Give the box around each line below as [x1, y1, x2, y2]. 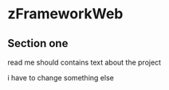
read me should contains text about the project [7, 57, 161, 67]
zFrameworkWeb [7, 5, 124, 23]
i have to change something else [7, 73, 115, 82]
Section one [7, 37, 69, 50]
